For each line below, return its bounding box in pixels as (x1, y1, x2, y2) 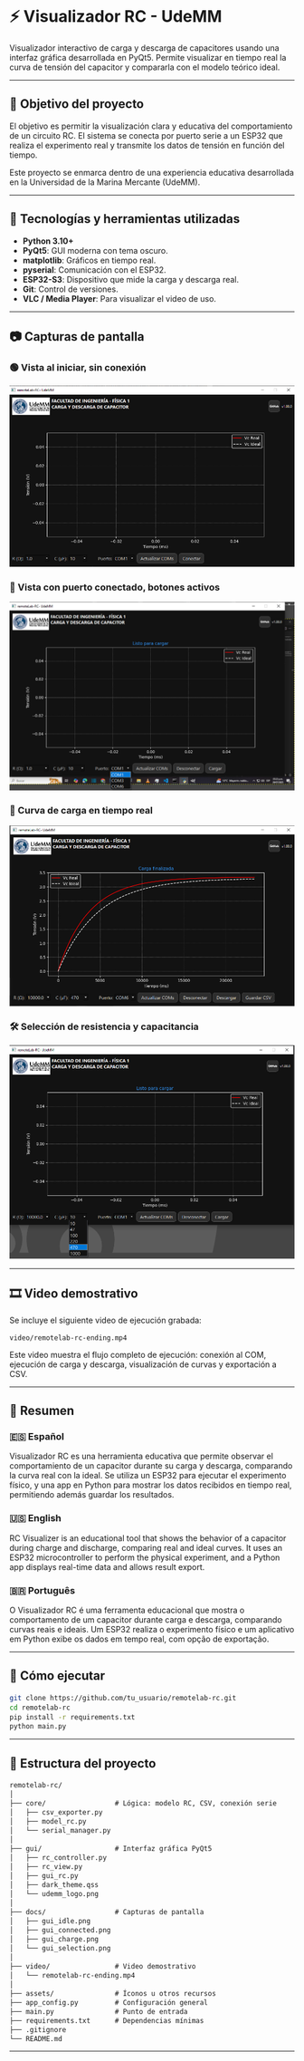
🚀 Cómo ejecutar (9, 1668, 106, 1684)
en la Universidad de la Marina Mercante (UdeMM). (9, 177, 201, 188)
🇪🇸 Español (9, 1430, 65, 1442)
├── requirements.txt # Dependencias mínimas (9, 2017, 204, 2026)
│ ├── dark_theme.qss (9, 1881, 100, 1890)
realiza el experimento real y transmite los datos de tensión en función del (9, 140, 285, 150)
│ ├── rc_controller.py (9, 1854, 107, 1863)
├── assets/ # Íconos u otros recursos (9, 1989, 217, 1998)
